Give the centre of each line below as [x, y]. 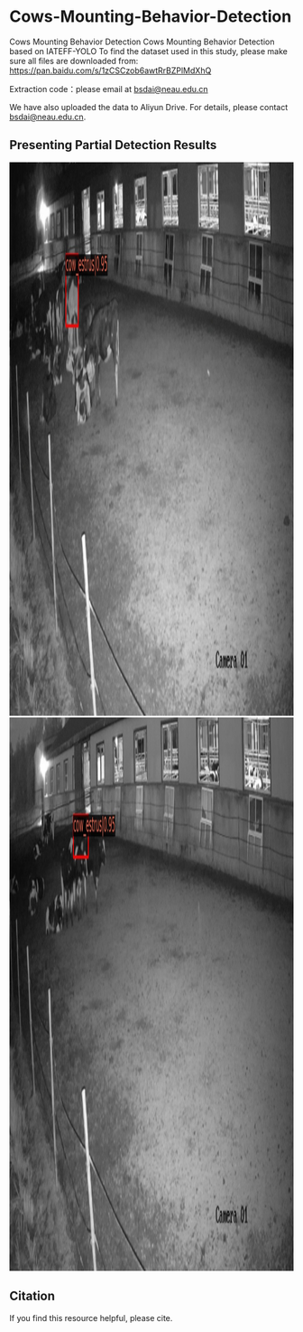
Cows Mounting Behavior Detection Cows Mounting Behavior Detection [142, 42]
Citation [32, 1296]
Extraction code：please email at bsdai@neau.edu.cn [109, 89]
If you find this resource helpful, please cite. [91, 1318]
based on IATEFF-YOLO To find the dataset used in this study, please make [149, 51]
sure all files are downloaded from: [74, 61]
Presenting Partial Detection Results [113, 145]
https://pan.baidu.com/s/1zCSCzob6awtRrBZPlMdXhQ [110, 70]
